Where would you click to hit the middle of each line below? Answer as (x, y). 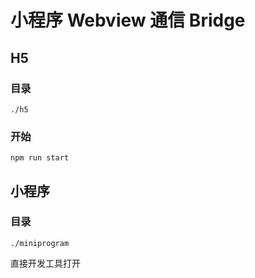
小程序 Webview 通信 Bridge (128, 20)
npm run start (40, 158)
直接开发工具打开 (45, 263)
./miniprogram (40, 243)
